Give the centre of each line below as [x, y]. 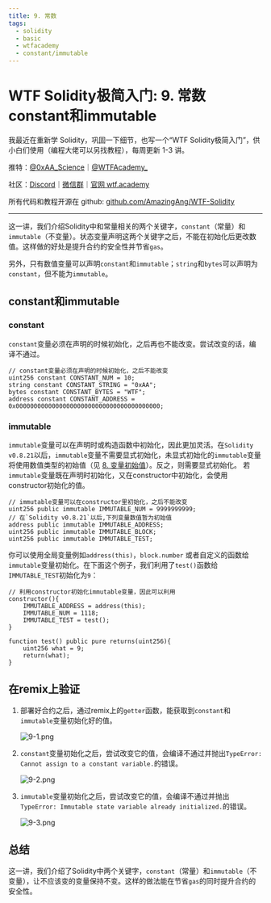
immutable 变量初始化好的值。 [68, 720]
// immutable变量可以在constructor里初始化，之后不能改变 [98, 502]
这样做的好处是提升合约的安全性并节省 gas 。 [95, 246]
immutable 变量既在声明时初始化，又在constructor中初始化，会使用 [118, 475]
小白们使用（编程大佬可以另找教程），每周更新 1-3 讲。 [99, 149]
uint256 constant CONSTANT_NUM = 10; [72, 378]
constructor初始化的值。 [49, 485]
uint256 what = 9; [54, 648]
